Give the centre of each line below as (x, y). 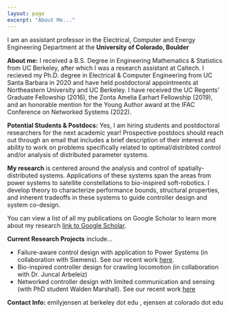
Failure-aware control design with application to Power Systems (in (113, 252)
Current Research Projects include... (60, 238)
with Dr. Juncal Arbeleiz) (52, 274)
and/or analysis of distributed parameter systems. (78, 154)
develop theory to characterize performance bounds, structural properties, (113, 190)
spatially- (191, 168)
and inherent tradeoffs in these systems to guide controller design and (107, 197)
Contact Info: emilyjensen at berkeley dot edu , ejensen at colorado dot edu (115, 302)
